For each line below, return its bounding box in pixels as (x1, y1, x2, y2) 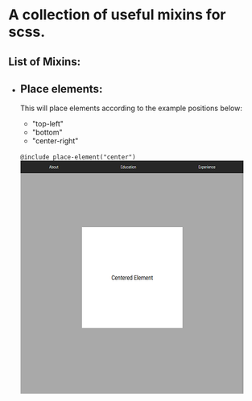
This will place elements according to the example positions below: (19, 103, 243, 114)
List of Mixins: (8, 55, 81, 68)
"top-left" (31, 119, 64, 129)
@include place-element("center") (19, 153, 136, 162)
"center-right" (31, 136, 79, 146)
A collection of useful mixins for (8, 6, 226, 24)
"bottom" (31, 127, 63, 138)
